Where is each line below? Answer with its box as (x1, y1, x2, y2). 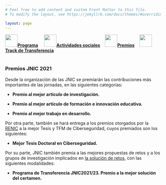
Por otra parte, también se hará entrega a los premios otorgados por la (5, 120, 149, 126)
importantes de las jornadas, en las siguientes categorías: (5, 82, 123, 88)
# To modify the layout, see (5, 12, 65, 17)
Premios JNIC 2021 (5, 65, 52, 72)
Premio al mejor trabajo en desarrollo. (12, 110, 91, 116)
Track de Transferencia (5, 47, 54, 53)
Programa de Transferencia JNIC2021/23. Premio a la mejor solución (12, 170, 156, 176)
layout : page (5, 21, 32, 26)
